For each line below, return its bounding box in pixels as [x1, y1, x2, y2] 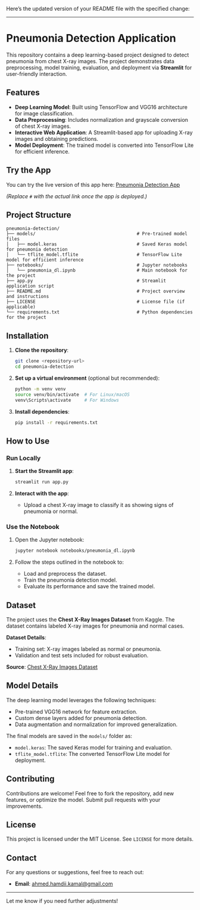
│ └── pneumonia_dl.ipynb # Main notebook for [6, 268, 187, 273]
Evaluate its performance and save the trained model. [23, 583, 155, 590]
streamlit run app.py [14, 479, 68, 485]
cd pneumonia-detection [14, 364, 74, 370]
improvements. [6, 803, 43, 810]
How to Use [6, 436, 50, 446]
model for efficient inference [6, 257, 84, 263]
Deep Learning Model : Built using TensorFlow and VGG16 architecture [14, 103, 187, 110]
